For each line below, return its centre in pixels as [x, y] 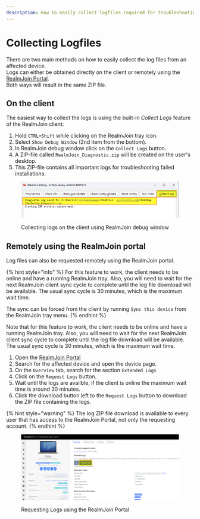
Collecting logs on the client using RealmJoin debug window [95, 227]
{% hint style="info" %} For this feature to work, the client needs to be [92, 272]
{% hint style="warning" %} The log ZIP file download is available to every [97, 413]
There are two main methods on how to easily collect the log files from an [96, 59]
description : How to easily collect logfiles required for [81, 13]
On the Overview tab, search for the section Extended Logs [85, 370]
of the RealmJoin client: [35, 124]
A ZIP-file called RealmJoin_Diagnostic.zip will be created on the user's [102, 155]
